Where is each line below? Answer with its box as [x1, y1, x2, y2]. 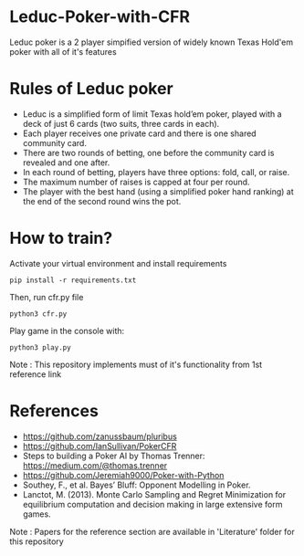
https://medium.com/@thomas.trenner [22, 459, 168, 471]
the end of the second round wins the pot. [22, 195, 182, 206]
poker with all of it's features [9, 46, 117, 57]
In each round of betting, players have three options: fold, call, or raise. [22, 166, 290, 177]
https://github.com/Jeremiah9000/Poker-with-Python [22, 469, 225, 480]
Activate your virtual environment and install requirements [9, 257, 227, 268]
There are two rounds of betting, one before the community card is [22, 147, 275, 158]
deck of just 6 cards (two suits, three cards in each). [22, 118, 220, 129]
